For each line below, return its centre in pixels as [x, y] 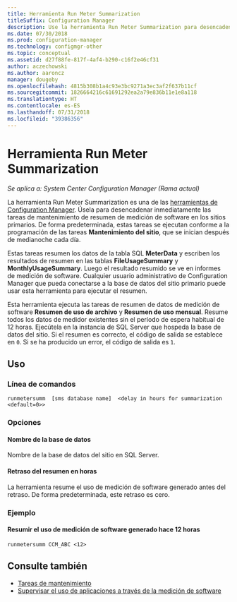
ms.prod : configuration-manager [55, 40]
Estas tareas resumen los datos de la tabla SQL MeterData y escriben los [114, 253]
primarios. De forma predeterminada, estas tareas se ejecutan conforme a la [119, 224]
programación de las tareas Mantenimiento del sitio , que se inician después [119, 232]
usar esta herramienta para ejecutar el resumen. [77, 291]
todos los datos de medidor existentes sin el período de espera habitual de [116, 319]
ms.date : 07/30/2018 [38, 34]
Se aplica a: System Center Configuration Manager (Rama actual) [103, 188]
